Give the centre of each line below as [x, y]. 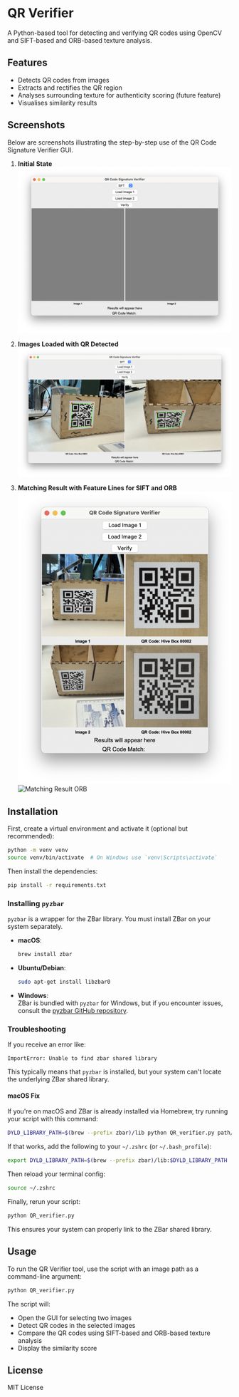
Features [27, 63]
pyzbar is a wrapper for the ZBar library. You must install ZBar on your [109, 919]
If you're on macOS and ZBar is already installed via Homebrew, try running [118, 1111]
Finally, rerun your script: [44, 1201]
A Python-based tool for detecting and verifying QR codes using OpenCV [115, 33]
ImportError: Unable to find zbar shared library [83, 1059]
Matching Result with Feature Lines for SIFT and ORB [97, 488]
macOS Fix [24, 1096]
